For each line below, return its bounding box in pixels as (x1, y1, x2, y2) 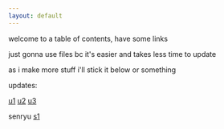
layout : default (8, 11, 63, 20)
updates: (8, 80, 38, 90)
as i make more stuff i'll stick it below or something (8, 65, 177, 75)
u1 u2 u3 (8, 95, 37, 105)
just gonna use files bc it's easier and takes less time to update (8, 49, 217, 58)
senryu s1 (8, 111, 40, 121)
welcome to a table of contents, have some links (8, 34, 169, 43)
